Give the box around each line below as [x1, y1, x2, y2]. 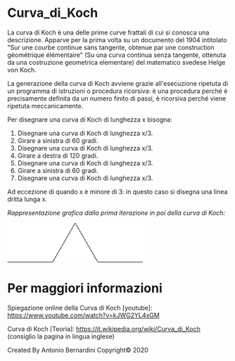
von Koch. [7, 65, 37, 74]
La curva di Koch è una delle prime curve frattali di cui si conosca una [7, 28, 210, 37]
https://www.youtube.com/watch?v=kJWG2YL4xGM [7, 311, 160, 319]
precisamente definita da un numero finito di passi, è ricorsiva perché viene [7, 94, 227, 103]
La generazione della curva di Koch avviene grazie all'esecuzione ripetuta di [7, 79, 229, 87]
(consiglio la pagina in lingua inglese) [7, 332, 115, 341]
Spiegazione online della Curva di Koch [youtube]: [7, 303, 153, 312]
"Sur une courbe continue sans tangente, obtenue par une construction [7, 43, 215, 51]
